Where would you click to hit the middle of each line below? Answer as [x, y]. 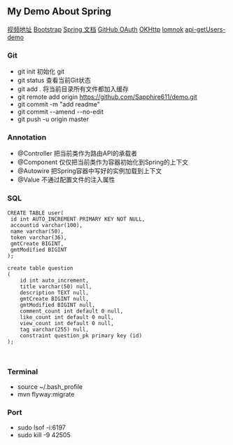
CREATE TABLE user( [36, 213]
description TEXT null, [55, 293]
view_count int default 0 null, [67, 323]
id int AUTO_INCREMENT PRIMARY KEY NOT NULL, [78, 219]
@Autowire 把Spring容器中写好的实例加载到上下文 [90, 171]
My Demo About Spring [59, 12]
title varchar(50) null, [56, 287]
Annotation [27, 137]
